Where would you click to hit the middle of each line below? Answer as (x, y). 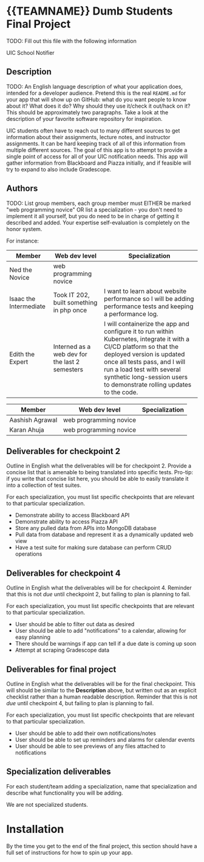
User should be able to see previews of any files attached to (90, 746)
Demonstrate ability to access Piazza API (66, 522)
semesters (68, 369)
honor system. (24, 229)
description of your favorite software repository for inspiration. (84, 119)
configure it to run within (139, 331)
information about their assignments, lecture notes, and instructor (88, 137)
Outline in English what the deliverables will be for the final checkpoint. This (101, 684)
